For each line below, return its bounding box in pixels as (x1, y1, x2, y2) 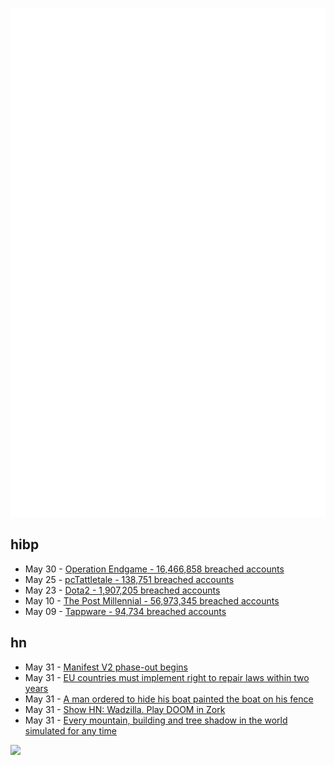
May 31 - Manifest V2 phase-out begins (24, 661, 188, 673)
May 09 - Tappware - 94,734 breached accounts (24, 605, 227, 617)
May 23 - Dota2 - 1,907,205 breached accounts (24, 584, 221, 596)
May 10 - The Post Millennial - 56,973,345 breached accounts (24, 594, 280, 607)
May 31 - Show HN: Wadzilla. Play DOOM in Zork (24, 703, 226, 715)
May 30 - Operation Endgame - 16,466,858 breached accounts (24, 563, 285, 575)
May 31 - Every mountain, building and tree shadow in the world (24, 714, 288, 726)
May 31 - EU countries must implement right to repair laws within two (24, 671, 310, 683)
